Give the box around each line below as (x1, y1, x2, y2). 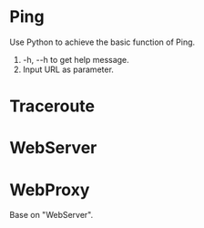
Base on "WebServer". (9, 210, 94, 221)
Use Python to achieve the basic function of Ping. (9, 36, 196, 47)
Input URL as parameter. (22, 64, 114, 75)
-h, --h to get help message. (22, 54, 129, 65)
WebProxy (9, 180, 90, 200)
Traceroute (9, 96, 96, 117)
